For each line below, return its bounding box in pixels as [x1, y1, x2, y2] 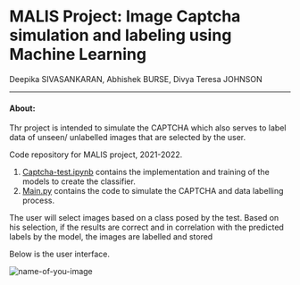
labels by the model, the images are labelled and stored [9, 231, 213, 242]
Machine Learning [9, 45, 147, 64]
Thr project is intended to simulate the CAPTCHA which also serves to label [9, 122, 287, 133]
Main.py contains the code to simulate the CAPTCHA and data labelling [21, 186, 284, 197]
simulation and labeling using [9, 25, 232, 46]
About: [9, 103, 36, 113]
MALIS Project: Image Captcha [9, 6, 241, 27]
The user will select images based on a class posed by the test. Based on [9, 213, 279, 223]
